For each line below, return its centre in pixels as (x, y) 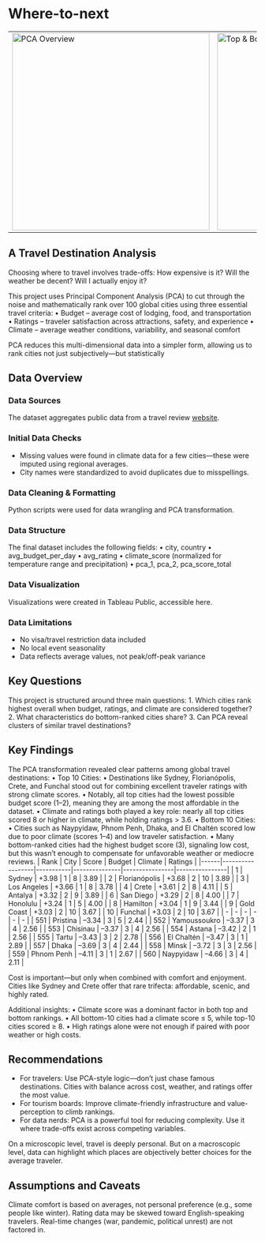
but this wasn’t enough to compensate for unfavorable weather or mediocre (131, 853)
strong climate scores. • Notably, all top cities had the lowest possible (121, 794)
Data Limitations (40, 622)
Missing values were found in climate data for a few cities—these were (134, 456)
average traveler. (35, 1160)
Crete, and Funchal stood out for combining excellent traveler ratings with (128, 785)
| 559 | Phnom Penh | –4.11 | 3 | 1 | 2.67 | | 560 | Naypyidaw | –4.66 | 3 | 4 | (128, 954)
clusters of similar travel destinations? (70, 725)
